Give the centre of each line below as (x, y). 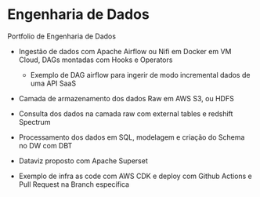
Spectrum (34, 122)
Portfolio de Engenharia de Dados (62, 36)
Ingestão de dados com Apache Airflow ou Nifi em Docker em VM (125, 51)
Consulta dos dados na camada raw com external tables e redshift (126, 113)
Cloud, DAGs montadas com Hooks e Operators (96, 60)
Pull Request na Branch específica (74, 184)
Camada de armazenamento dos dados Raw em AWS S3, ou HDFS (126, 98)
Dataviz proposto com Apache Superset (83, 161)
